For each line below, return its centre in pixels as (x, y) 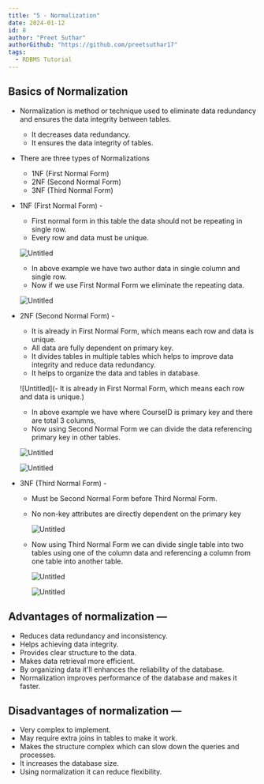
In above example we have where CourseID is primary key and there (142, 412)
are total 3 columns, (63, 420)
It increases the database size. (69, 763)
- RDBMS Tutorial (44, 60)
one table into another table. (77, 561)
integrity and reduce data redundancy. (93, 364)
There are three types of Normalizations (84, 158)
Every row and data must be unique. (90, 237)
